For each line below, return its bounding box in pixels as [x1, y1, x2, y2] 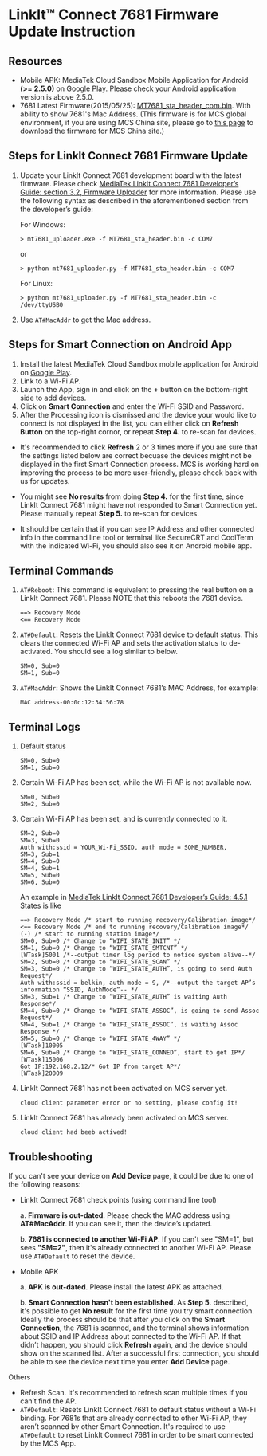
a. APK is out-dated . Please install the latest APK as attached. [19, 1282, 224, 1292]
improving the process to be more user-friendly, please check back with [19, 468, 257, 477]
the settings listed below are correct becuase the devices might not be [19, 450, 253, 460]
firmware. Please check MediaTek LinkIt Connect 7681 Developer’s [19, 179, 239, 188]
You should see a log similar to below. [54, 647, 178, 657]
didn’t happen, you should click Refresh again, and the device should [19, 1340, 249, 1350]
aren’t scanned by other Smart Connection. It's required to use [19, 1422, 226, 1431]
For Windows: [19, 219, 66, 229]
